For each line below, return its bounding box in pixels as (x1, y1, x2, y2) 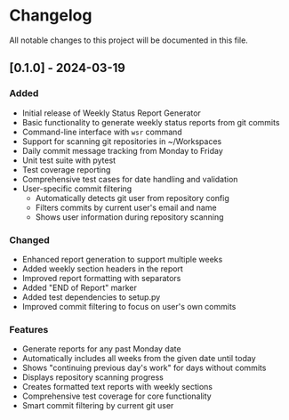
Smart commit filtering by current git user (21, 400, 174, 411)
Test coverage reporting (21, 164, 111, 174)
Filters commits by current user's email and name (35, 202, 217, 213)
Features (9, 323, 49, 335)
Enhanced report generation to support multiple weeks (21, 254, 223, 264)
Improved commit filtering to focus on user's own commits (21, 301, 237, 311)
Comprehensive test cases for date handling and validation (21, 174, 238, 184)
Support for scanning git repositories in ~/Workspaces (21, 135, 222, 147)
